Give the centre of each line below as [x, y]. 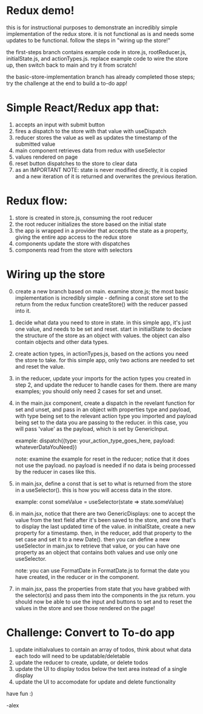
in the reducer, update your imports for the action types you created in [103, 378]
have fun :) [20, 693]
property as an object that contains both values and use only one [96, 552]
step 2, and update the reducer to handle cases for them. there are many [106, 385]
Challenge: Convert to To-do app [91, 632]
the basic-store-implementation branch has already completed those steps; [101, 77]
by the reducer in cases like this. [55, 472]
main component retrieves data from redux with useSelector [90, 150]
